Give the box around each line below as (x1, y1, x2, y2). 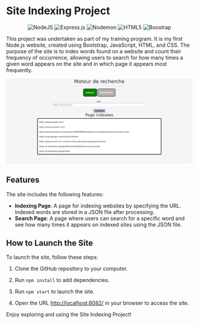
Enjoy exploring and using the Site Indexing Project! (6, 311, 132, 318)
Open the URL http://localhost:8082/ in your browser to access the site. (14, 300, 189, 307)
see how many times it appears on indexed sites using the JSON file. (14, 221, 182, 228)
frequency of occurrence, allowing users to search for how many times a (6, 54, 183, 61)
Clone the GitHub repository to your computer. (14, 265, 128, 273)
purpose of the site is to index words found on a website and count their (6, 47, 181, 54)
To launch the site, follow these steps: (6, 254, 99, 261)
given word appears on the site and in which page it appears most (6, 60, 167, 67)
